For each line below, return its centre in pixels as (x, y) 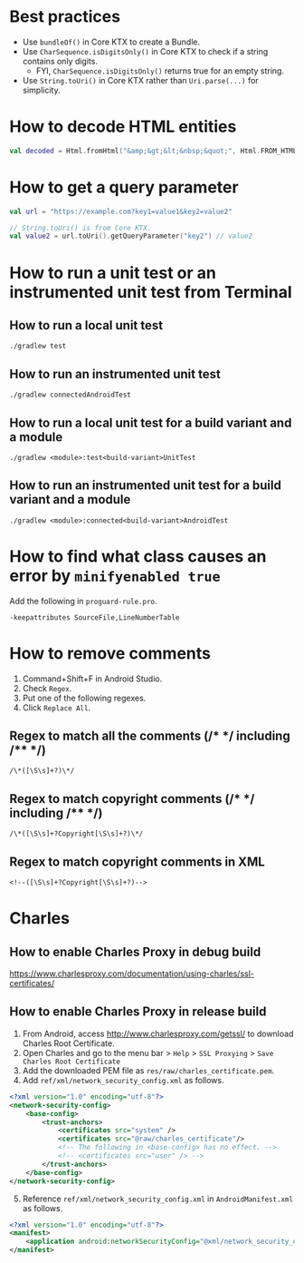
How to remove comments (110, 653)
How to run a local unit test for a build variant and (151, 422)
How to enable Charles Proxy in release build (138, 1012)
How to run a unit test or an (113, 273)
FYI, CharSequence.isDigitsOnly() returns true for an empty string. (160, 71)
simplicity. (41, 90)
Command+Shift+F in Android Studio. (92, 679)
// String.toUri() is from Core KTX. (81, 228)
